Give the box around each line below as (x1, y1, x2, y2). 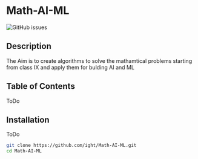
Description (6, 41, 51, 51)
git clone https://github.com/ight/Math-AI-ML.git (6, 143, 137, 149)
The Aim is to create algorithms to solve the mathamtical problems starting (6, 57, 193, 64)
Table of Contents (6, 81, 76, 91)
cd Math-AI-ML (6, 148, 42, 154)
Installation (6, 114, 50, 125)
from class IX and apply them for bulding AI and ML (6, 63, 135, 71)
